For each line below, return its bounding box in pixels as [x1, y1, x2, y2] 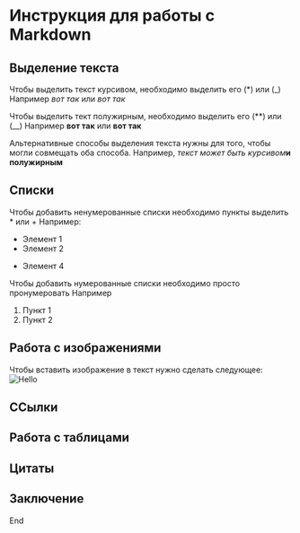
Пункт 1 [22, 304, 52, 315]
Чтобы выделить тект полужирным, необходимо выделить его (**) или [9, 111, 282, 121]
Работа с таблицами [9, 430, 130, 445]
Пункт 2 [22, 314, 53, 325]
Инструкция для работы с [9, 5, 216, 26]
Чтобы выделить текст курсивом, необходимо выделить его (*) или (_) [9, 84, 281, 94]
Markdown [9, 24, 92, 45]
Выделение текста [9, 60, 119, 75]
